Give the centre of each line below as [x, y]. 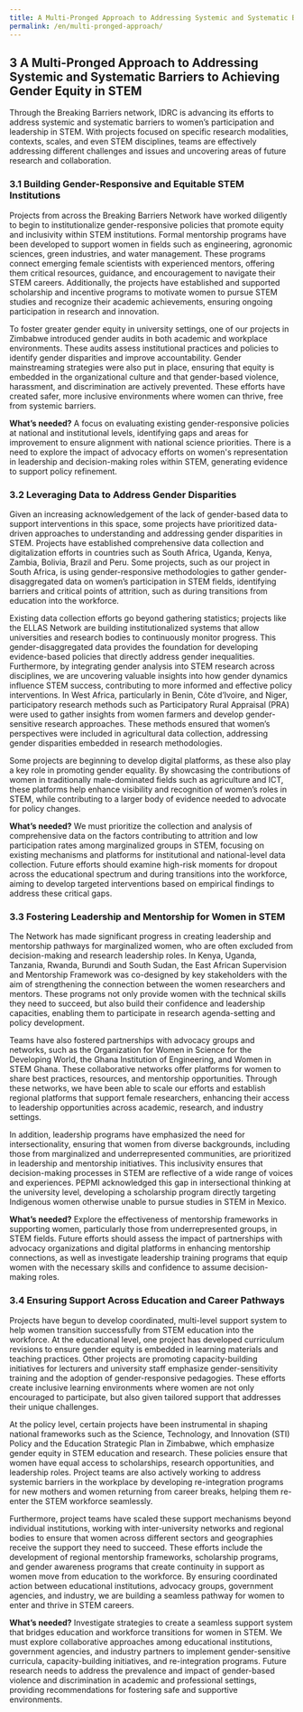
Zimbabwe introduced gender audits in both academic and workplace [138, 338]
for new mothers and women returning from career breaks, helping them [144, 1491]
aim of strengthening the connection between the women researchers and [147, 984]
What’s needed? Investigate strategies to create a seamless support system [151, 1623]
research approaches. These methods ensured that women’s [157, 723]
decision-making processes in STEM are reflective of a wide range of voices [151, 1173]
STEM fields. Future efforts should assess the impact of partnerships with [146, 1238]
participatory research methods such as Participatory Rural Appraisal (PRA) [150, 704]
